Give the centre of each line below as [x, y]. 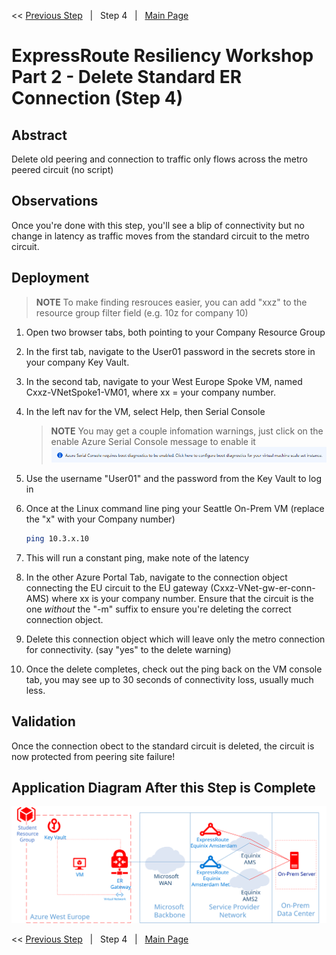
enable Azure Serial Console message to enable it [153, 441]
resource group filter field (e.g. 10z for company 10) [142, 312]
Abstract [39, 135]
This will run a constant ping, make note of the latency [137, 557]
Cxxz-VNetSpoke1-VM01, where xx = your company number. [150, 392]
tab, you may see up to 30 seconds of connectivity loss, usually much [169, 679]
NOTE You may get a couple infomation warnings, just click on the [187, 431]
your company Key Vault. [77, 362]
